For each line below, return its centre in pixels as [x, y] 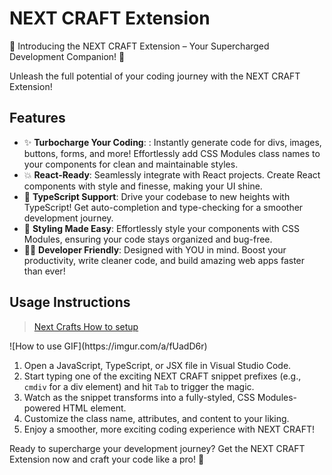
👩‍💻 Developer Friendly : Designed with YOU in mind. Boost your [155, 249]
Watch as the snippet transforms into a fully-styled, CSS [139, 397]
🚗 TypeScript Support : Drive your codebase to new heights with [157, 196]
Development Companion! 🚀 [67, 56]
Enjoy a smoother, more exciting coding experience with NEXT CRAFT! [169, 429]
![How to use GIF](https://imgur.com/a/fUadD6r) [108, 346]
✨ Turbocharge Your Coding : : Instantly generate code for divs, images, [172, 142]
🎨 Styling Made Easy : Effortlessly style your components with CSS [161, 228]
